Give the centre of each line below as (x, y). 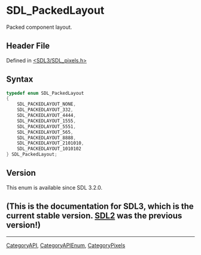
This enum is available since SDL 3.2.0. (54, 187)
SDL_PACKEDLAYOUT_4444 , (47, 115)
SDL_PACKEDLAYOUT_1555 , (47, 121)
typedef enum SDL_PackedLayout (45, 93)
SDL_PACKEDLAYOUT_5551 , (47, 127)
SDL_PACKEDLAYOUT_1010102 (49, 149)
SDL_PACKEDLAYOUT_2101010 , (51, 143)
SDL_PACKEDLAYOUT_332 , (45, 110)
